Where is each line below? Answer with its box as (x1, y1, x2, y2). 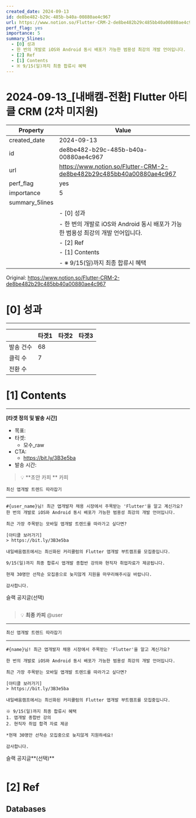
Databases (6, 804, 47, 814)
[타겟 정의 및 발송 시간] (6, 414, 57, 422)
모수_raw (23, 442, 45, 449)
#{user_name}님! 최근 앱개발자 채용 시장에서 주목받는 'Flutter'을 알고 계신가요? (6, 503, 183, 510)
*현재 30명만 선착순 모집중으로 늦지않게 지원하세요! (6, 732, 114, 738)
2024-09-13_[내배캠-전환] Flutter (6, 90, 166, 103)
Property (18, 127, 44, 135)
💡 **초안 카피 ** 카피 (20, 474, 69, 481)
